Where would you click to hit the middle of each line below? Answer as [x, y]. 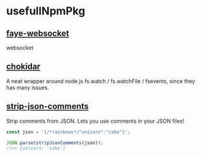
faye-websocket [38, 33]
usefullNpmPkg [46, 11]
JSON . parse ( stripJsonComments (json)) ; [55, 143]
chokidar [23, 66]
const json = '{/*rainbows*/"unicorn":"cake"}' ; [68, 132]
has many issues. [28, 87]
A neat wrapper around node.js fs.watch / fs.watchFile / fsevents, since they [101, 81]
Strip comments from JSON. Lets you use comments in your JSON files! [95, 121]
